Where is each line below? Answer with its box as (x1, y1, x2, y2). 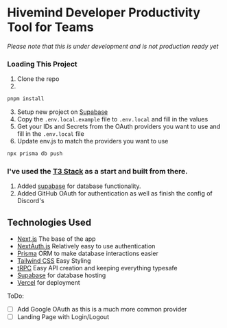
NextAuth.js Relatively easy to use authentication (16, 242, 156, 250)
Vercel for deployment (16, 279, 80, 287)
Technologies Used (7, 216, 91, 228)
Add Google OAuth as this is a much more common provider (16, 305, 187, 314)
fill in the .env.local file (16, 130, 84, 138)
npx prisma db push (7, 150, 63, 157)
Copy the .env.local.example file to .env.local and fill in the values (16, 115, 208, 124)
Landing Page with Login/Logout (16, 313, 110, 321)
